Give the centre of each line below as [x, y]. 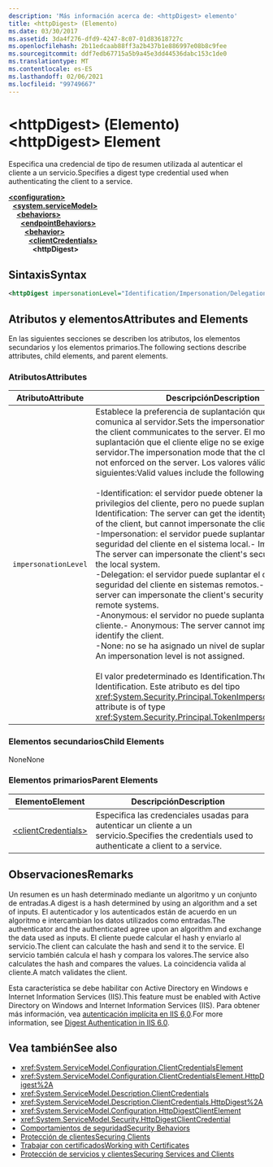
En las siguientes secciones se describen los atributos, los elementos [125, 338]
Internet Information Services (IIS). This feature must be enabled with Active [135, 996]
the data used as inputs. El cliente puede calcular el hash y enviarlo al [125, 937]
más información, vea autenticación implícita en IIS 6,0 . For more [116, 1014]
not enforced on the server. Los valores [171, 463]
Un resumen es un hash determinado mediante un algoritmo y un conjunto [133, 894]
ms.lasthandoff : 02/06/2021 [56, 77]
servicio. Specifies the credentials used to [174, 836]
